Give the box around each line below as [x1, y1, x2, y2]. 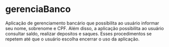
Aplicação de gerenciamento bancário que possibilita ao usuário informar [5, 20, 159, 26]
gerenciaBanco [5, 3, 71, 15]
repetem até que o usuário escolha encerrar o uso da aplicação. [5, 36, 140, 42]
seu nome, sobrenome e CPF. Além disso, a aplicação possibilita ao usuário [5, 25, 164, 31]
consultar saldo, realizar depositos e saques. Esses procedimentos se [5, 30, 152, 36]
